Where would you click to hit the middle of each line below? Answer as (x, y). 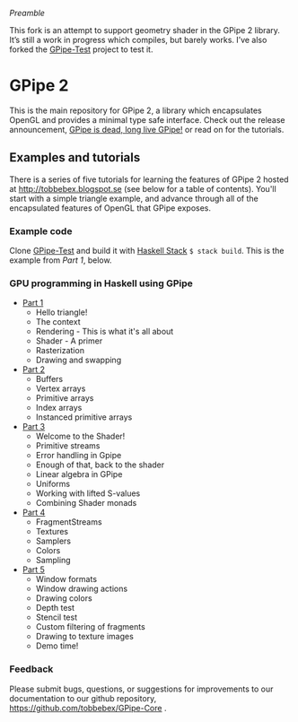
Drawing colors (64, 598)
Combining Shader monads (86, 503)
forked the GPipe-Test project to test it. (81, 49)
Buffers (49, 379)
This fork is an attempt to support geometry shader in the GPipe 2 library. (145, 30)
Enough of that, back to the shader (100, 465)
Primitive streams (68, 446)
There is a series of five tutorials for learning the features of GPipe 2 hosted (149, 179)
